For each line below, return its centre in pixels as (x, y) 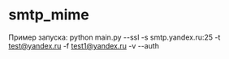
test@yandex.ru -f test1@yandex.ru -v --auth (84, 45)
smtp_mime (49, 15)
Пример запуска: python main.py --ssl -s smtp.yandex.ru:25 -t (114, 37)
